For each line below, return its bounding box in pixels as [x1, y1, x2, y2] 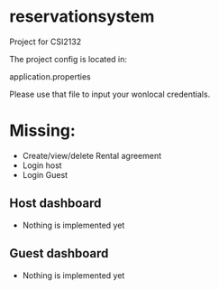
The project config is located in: [9, 53, 128, 64]
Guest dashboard [9, 246, 109, 261]
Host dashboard [9, 196, 102, 211]
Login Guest [22, 169, 68, 180]
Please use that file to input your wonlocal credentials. [9, 89, 211, 99]
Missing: [9, 120, 77, 141]
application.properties [9, 70, 92, 82]
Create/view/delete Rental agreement [22, 150, 162, 161]
